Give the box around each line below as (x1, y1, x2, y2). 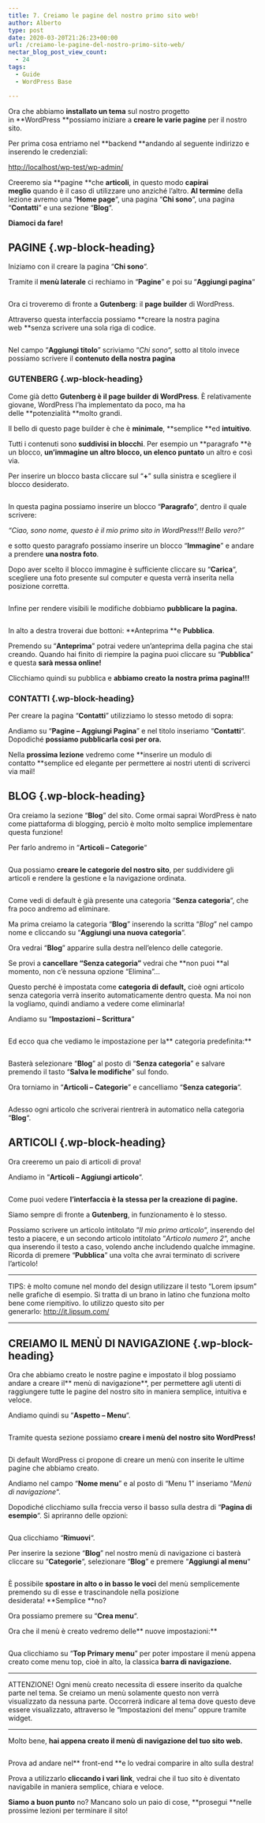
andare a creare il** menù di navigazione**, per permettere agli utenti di (8, 1379, 242, 1388)
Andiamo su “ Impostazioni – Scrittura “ (8, 1013, 135, 1024)
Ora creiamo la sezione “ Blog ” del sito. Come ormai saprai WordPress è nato (8, 810, 257, 820)
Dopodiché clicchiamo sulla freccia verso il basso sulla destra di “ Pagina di (8, 1503, 252, 1512)
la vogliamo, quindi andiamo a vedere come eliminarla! (8, 998, 185, 1008)
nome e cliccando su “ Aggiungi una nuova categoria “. (8, 927, 187, 937)
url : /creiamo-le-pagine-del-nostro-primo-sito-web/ (8, 41, 185, 49)
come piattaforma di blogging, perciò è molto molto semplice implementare (8, 819, 253, 828)
